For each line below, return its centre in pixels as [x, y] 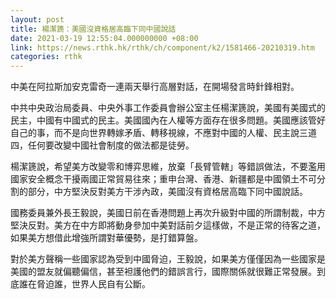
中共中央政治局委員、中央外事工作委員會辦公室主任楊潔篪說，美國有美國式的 [168, 108]
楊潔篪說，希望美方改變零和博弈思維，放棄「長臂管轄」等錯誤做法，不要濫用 [168, 167]
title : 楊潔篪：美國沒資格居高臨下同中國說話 [93, 29]
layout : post [37, 19]
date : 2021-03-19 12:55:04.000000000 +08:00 [104, 38]
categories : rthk [46, 57]
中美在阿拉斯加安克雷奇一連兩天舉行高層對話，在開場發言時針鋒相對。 [155, 87]
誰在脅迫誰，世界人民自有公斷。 [84, 284]
